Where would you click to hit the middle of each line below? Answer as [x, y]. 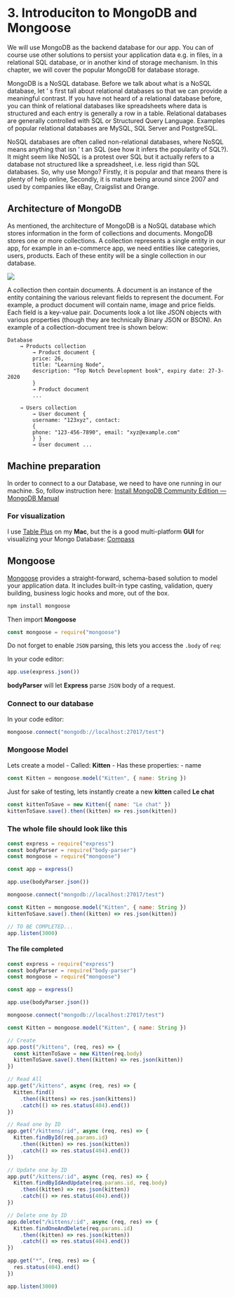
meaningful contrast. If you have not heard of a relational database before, [115, 98]
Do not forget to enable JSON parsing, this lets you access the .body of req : [114, 645]
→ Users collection [48, 408]
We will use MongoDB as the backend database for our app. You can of [110, 47]
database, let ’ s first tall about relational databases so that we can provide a [117, 91]
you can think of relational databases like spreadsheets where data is [107, 105]
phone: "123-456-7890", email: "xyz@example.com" [106, 432]
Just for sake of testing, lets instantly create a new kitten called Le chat [111, 792]
